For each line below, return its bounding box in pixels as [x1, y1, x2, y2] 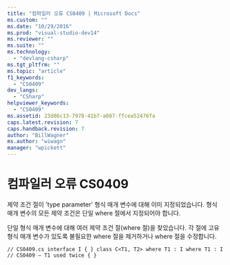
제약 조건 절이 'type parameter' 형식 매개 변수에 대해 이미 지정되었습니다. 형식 [7, 200, 218, 209]
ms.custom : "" [7, 17, 48, 23]
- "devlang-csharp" [13, 55, 70, 62]
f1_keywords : [7, 74, 45, 81]
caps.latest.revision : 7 [7, 118, 79, 126]
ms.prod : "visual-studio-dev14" [7, 29, 100, 36]
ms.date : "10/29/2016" [7, 23, 72, 30]
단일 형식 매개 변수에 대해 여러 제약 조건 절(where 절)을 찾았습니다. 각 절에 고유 [7, 223, 220, 231]
